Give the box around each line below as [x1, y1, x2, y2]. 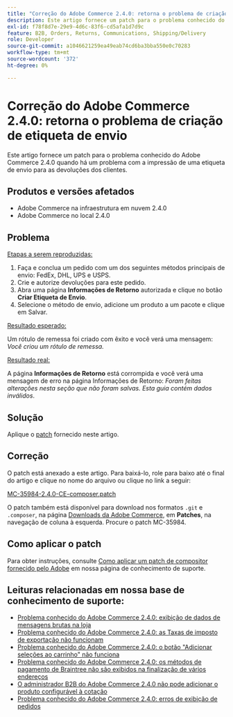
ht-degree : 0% [7, 62, 49, 69]
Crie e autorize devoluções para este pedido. [17, 278, 146, 287]
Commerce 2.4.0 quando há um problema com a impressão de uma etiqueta [7, 158, 225, 166]
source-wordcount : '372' [7, 56, 79, 63]
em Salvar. [17, 308, 48, 317]
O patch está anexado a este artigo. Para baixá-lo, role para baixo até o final [7, 468, 225, 477]
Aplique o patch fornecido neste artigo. [7, 430, 119, 439]
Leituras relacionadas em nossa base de [7, 584, 185, 596]
